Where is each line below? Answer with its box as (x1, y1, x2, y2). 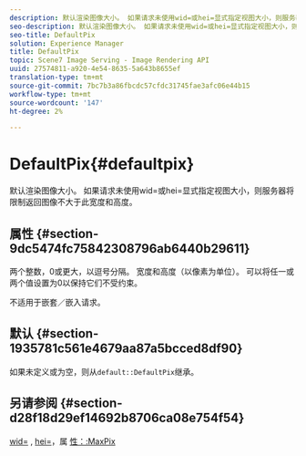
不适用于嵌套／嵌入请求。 (9, 297, 106, 307)
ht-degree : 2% (9, 107, 64, 116)
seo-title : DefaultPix (9, 30, 96, 39)
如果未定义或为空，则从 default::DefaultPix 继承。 (9, 366, 199, 377)
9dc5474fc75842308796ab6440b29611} (9, 241, 250, 256)
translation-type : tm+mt (9, 73, 104, 82)
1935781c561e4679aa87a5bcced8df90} (9, 341, 243, 357)
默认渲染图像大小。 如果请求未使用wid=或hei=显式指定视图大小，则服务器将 (9, 185, 294, 196)
